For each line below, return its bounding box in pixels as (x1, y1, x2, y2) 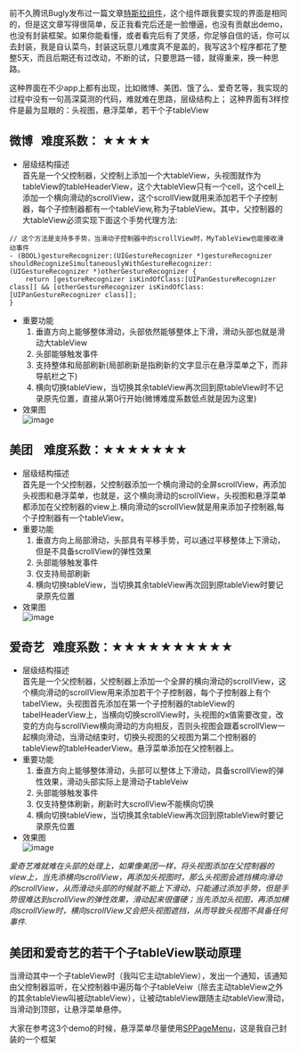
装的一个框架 (9, 1034, 56, 1045)
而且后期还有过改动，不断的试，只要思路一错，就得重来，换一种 (36, 53, 271, 62)
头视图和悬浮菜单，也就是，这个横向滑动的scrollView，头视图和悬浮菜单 (21, 490, 287, 501)
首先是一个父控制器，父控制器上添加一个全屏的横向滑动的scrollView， (21, 676, 279, 687)
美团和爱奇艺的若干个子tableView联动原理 (9, 945, 242, 960)
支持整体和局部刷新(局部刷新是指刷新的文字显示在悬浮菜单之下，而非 (35, 360, 288, 370)
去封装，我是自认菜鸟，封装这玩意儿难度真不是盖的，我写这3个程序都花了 (9, 41, 279, 52)
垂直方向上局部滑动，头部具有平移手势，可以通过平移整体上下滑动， (35, 535, 286, 545)
